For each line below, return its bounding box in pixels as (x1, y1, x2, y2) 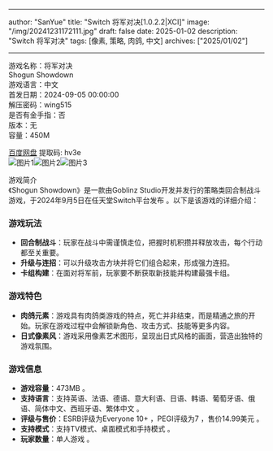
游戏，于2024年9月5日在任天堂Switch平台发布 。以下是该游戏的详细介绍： (8, 196, 259, 205)
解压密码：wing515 (8, 100, 72, 110)
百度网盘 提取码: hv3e (8, 148, 81, 157)
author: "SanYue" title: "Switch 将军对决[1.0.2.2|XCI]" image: (8, 17, 210, 27)
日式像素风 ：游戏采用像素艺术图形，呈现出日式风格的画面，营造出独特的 (19, 331, 262, 340)
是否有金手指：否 (8, 111, 66, 119)
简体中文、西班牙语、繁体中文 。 (34, 403, 144, 413)
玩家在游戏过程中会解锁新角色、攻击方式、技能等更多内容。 (34, 320, 234, 330)
